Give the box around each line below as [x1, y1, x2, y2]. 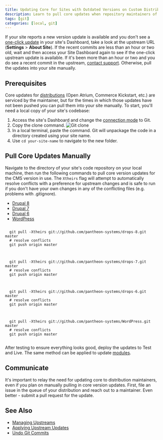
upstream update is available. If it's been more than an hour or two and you [5, 55, 155, 61]
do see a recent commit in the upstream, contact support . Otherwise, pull [5, 60, 152, 66]
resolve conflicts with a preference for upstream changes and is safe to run [5, 180, 156, 186]
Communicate [5, 364, 49, 372]
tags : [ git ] [5, 16, 29, 21]
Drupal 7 [12, 205, 30, 211]
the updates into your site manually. [5, 65, 77, 71]
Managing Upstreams [12, 420, 56, 425]
